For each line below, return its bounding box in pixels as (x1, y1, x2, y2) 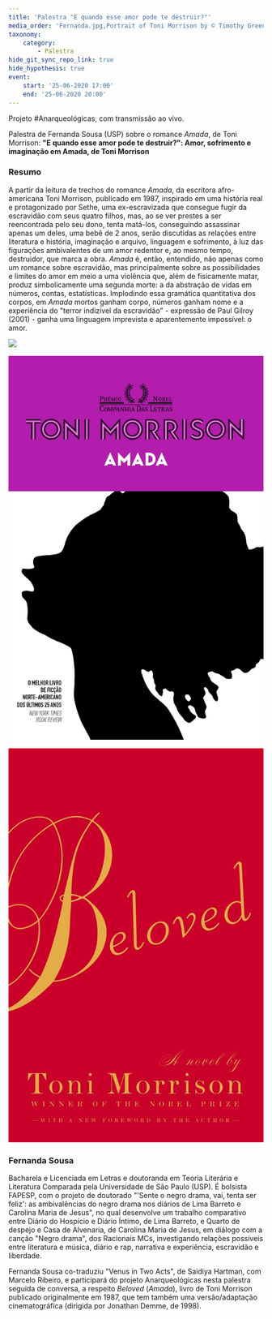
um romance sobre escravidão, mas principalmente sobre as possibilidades (8, 262, 261, 272)
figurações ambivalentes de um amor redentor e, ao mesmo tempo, (8, 245, 233, 255)
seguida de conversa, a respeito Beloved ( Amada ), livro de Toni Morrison (8, 1284, 253, 1294)
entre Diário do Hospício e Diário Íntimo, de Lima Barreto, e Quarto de (8, 1217, 240, 1227)
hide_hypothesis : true (8, 65, 85, 73)
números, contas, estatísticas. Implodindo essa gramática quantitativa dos (8, 288, 257, 298)
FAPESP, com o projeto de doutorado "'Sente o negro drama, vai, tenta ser (8, 1191, 257, 1201)
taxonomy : (8, 30, 42, 38)
